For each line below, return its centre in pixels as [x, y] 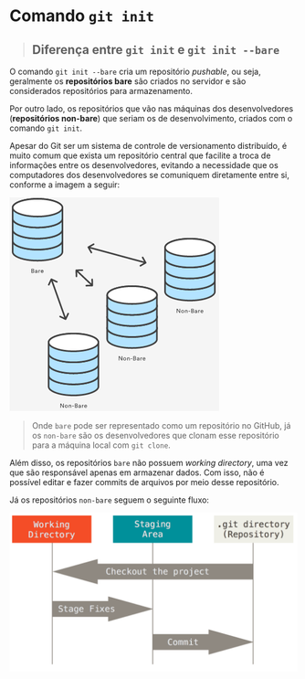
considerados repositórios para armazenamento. [101, 91]
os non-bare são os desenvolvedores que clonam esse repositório [156, 435]
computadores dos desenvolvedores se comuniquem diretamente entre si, [150, 175]
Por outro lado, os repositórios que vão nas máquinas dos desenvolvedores [152, 109]
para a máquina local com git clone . [101, 445]
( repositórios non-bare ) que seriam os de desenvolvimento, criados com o [151, 118]
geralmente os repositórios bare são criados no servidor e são [128, 81]
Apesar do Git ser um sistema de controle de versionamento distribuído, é [148, 146]
